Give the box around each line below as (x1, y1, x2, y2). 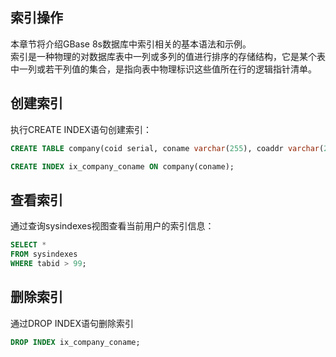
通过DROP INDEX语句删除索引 (10, 317, 135, 329)
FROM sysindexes (10, 249, 78, 260)
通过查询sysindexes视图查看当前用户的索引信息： (10, 220, 215, 232)
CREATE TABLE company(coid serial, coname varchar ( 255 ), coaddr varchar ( (10, 143, 325, 153)
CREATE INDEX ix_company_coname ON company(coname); (10, 161, 235, 172)
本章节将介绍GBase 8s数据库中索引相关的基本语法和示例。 (10, 38, 252, 50)
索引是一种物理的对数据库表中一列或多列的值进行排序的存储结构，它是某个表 (10, 50, 326, 62)
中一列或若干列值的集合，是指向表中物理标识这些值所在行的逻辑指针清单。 (10, 63, 317, 75)
